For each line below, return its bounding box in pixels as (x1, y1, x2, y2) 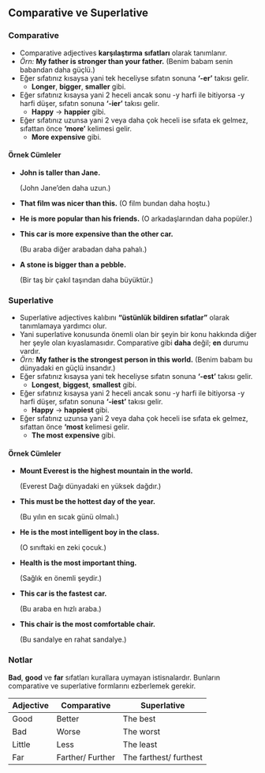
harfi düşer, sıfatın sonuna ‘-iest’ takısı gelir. (19, 397, 163, 407)
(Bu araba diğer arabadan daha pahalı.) (19, 244, 147, 254)
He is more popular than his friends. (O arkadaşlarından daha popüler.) (19, 214, 253, 223)
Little (12, 739, 31, 750)
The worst (122, 726, 161, 737)
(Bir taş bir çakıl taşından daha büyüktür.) (19, 275, 154, 284)
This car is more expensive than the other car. (19, 229, 174, 238)
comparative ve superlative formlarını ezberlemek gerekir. (8, 680, 196, 691)
